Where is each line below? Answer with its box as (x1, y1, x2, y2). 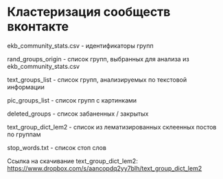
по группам (7, 130, 41, 138)
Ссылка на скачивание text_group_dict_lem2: (7, 156, 139, 165)
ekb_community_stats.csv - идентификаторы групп (7, 41, 154, 50)
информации (7, 83, 45, 91)
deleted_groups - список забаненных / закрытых (7, 109, 149, 118)
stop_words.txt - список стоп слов (7, 143, 106, 151)
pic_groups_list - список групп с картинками (7, 96, 137, 104)
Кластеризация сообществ (7, 4, 171, 20)
